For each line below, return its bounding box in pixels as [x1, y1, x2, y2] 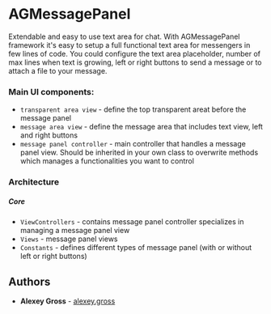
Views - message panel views [19, 234, 119, 244]
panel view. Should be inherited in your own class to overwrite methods [19, 147, 259, 158]
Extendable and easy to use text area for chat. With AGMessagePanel [8, 32, 240, 41]
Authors [8, 274, 51, 288]
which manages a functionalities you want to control [19, 156, 194, 166]
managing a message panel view [19, 226, 130, 235]
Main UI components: [8, 86, 95, 97]
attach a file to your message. [8, 66, 108, 75]
